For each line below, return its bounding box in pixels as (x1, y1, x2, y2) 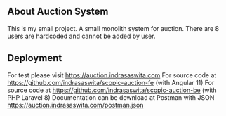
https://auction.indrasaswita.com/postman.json (7, 101, 144, 109)
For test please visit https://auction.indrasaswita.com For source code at (7, 70, 217, 79)
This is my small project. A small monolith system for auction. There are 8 (7, 24, 220, 32)
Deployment (7, 52, 62, 64)
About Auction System (7, 6, 109, 18)
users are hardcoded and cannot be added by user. (7, 32, 156, 40)
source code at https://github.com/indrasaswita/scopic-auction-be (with (7, 86, 217, 94)
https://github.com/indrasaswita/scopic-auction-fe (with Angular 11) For (7, 78, 215, 86)
